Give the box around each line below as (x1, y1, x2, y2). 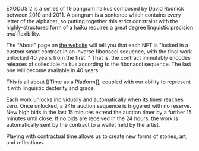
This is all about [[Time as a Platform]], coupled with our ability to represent (6, 78, 191, 85)
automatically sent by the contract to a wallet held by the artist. (6, 121, 160, 128)
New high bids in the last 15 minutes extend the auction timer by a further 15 (6, 109, 192, 115)
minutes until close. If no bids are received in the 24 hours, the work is (6, 115, 178, 122)
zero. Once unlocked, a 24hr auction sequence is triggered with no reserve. (6, 102, 192, 109)
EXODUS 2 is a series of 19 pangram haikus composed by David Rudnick (6, 5, 184, 12)
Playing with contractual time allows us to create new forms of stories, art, (6, 133, 188, 140)
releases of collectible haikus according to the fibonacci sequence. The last (6, 60, 191, 68)
